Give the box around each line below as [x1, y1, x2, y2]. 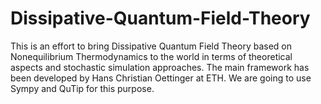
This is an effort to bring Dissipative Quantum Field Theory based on [10, 40, 292, 52]
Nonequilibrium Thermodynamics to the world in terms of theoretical [10, 50, 293, 62]
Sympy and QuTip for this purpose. [10, 82, 155, 94]
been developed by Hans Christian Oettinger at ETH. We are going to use [10, 72, 312, 84]
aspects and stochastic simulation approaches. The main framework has [10, 61, 310, 73]
